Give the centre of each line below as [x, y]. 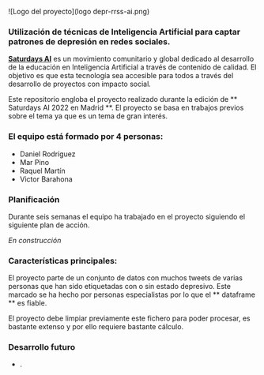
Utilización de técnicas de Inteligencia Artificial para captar [124, 32]
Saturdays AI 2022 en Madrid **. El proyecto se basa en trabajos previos [126, 108]
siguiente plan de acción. [49, 225]
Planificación [34, 199]
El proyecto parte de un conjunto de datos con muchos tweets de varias [126, 278]
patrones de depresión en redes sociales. [89, 41]
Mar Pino [34, 162]
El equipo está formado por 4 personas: [86, 137]
